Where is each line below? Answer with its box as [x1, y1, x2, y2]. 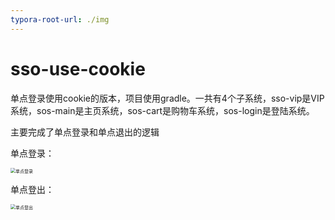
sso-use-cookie [10, 57, 146, 80]
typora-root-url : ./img [10, 14, 110, 25]
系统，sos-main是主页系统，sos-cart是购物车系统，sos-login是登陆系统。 [10, 104, 315, 116]
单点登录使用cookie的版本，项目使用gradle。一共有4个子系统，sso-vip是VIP [10, 92, 325, 104]
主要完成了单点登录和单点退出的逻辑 [10, 126, 160, 138]
